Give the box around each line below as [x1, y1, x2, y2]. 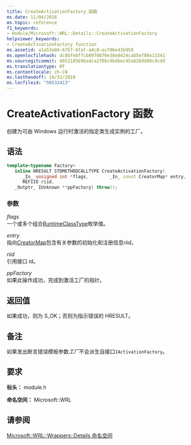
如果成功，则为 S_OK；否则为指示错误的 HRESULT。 [6, 312, 134, 319]
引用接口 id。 [6, 258, 39, 265]
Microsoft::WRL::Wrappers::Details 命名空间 [6, 431, 113, 439]
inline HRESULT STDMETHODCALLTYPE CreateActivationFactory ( [14, 168, 166, 174]
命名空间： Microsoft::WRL [6, 396, 72, 403]
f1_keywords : [6, 25, 39, 31]
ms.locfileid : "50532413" [6, 80, 70, 86]
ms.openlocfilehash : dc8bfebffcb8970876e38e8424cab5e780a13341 [6, 52, 166, 58]
